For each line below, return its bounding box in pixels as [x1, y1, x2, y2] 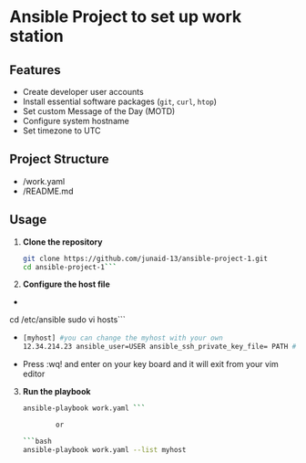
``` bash [22, 437, 52, 446]
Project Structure [9, 152, 109, 167]
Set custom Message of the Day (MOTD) [22, 106, 176, 116]
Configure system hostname [22, 116, 129, 126]
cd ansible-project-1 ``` [22, 262, 117, 271]
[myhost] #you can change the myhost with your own [22, 333, 223, 343]
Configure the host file [22, 279, 111, 289]
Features [9, 62, 61, 78]
